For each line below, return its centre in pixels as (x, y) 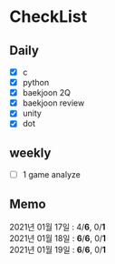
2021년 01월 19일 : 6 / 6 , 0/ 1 (58, 250)
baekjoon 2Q (46, 93)
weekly (30, 152)
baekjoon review (53, 103)
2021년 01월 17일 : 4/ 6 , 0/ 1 (57, 227)
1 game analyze (52, 175)
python (36, 83)
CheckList (48, 17)
